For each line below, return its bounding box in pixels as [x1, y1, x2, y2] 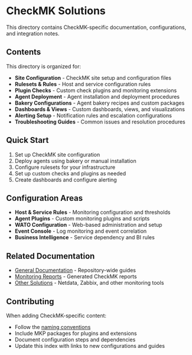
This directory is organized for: [6, 63, 82, 70]
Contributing [6, 297, 54, 307]
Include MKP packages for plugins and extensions [14, 330, 137, 337]
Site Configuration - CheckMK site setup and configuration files [14, 74, 171, 81]
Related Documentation [6, 251, 95, 261]
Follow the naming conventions [14, 324, 91, 330]
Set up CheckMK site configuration [14, 151, 100, 158]
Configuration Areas [6, 193, 83, 203]
